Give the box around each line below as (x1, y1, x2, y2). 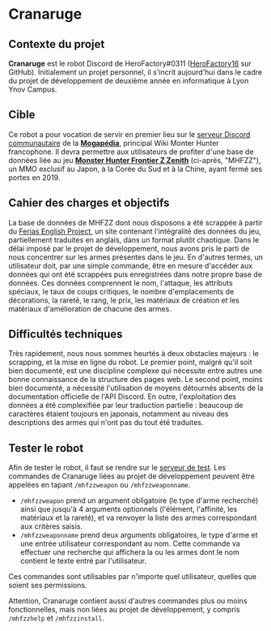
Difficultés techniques (8, 328, 123, 341)
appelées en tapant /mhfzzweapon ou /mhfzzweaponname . (8, 480, 191, 490)
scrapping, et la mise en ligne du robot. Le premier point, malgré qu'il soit (8, 358, 252, 367)
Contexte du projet (8, 37, 105, 51)
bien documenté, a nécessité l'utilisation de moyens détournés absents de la (8, 383, 264, 393)
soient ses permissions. (8, 581, 87, 590)
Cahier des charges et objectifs (8, 196, 170, 210)
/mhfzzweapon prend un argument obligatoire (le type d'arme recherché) (19, 496, 259, 505)
